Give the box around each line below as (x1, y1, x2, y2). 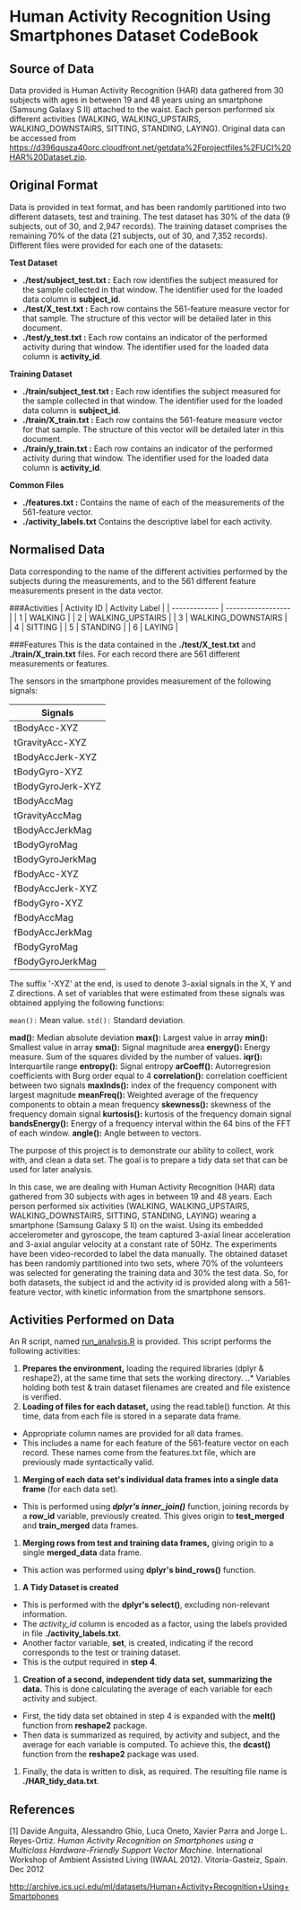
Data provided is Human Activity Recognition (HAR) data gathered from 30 (9, 85, 284, 95)
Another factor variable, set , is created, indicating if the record (21, 1638, 254, 1649)
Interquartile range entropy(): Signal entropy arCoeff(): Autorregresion (9, 1060, 271, 1071)
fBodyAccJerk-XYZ (13, 882, 98, 895)
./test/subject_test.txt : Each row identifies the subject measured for (21, 274, 279, 285)
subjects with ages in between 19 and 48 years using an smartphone (9, 94, 263, 105)
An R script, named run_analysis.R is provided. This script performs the (9, 1336, 271, 1347)
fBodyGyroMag (13, 941, 79, 953)
